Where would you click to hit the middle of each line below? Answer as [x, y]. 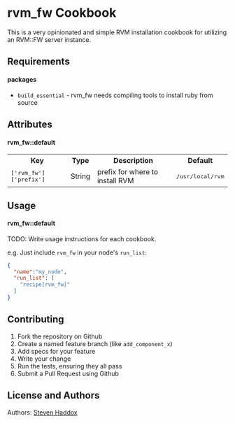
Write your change [44, 359]
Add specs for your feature [56, 351]
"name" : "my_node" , [41, 272]
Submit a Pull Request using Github [68, 373]
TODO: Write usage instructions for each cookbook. [82, 238]
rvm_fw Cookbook [62, 13]
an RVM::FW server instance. [49, 39]
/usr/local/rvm [200, 176]
